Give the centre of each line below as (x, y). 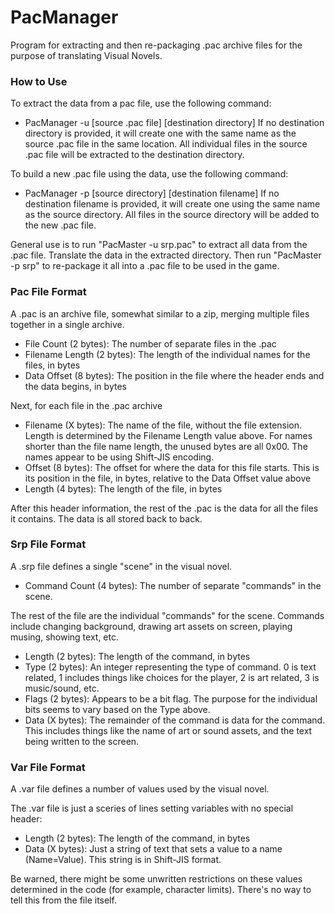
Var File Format (48, 767)
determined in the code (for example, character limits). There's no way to (161, 890)
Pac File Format (48, 292)
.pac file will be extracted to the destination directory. (134, 155)
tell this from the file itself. (63, 900)
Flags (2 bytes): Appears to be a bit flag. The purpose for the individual (171, 698)
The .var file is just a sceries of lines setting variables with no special (152, 808)
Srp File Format (48, 544)
